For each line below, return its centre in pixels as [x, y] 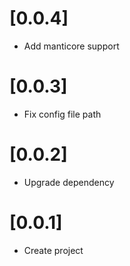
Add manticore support [71, 46]
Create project [53, 250]
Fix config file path [62, 114]
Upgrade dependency [69, 182]
